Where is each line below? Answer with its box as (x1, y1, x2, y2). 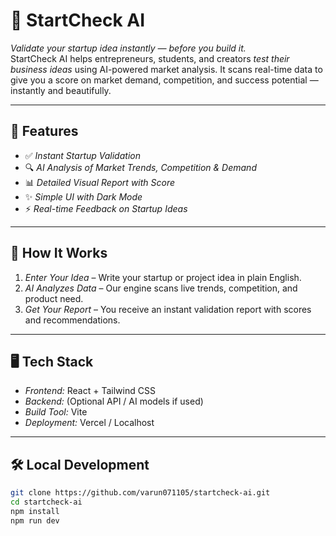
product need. (24, 292, 84, 304)
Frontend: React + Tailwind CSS (24, 385, 156, 397)
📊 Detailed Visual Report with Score (24, 176, 176, 188)
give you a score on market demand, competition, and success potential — (10, 74, 319, 86)
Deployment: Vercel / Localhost (24, 417, 155, 429)
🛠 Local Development (10, 456, 150, 473)
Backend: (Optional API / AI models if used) (24, 395, 204, 408)
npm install (10, 506, 60, 516)
